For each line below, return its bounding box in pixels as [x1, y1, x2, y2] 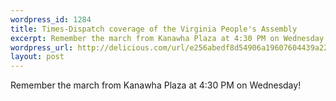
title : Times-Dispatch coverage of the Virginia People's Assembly [10, 24, 298, 34]
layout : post [10, 52, 65, 62]
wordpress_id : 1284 [10, 14, 92, 25]
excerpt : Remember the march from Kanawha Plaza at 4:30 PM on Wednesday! [10, 33, 329, 43]
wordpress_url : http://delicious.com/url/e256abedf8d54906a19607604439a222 [10, 42, 333, 53]
